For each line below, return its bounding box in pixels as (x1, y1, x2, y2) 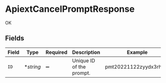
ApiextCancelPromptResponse (5, 3, 135, 15)
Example (126, 48, 148, 55)
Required (45, 48, 68, 55)
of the (72, 63, 86, 70)
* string (24, 63, 41, 70)
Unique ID (72, 57, 95, 64)
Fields (5, 34, 25, 42)
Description (72, 48, 100, 55)
